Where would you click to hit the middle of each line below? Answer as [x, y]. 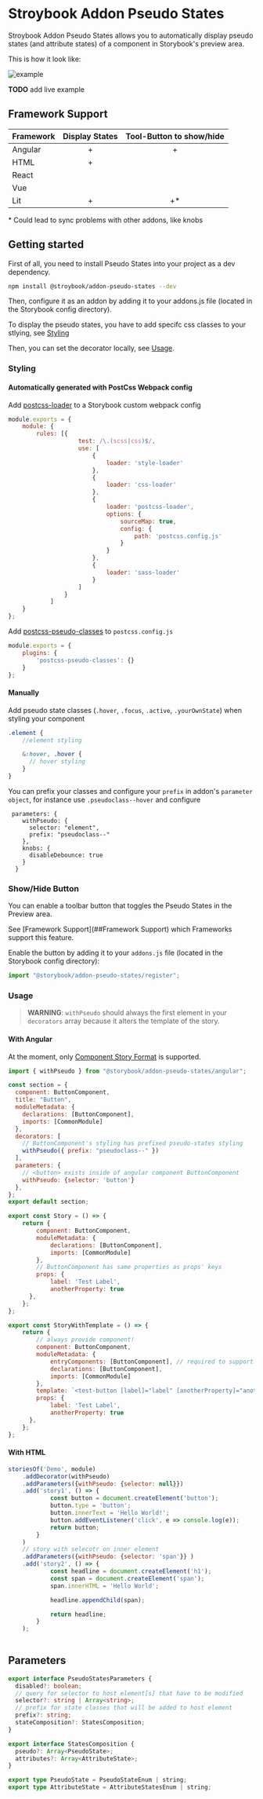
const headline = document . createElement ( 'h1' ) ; [131, 1571]
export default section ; [49, 1202]
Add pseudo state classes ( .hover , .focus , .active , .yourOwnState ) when [125, 710]
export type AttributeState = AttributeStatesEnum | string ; [110, 1787]
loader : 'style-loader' [145, 463]
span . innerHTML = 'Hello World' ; [104, 1586]
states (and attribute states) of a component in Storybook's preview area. [126, 43]
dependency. [29, 272]
